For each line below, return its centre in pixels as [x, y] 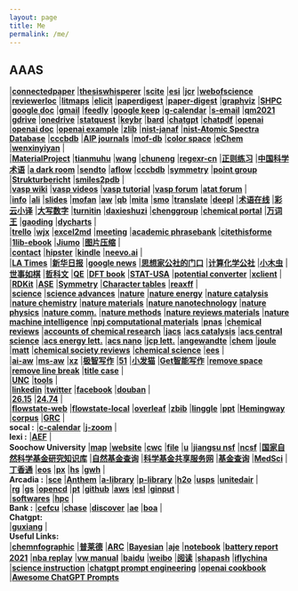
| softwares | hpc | [42, 499]
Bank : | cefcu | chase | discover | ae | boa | [86, 508]
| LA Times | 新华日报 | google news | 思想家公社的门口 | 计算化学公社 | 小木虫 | [149, 263]
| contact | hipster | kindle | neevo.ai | [76, 252]
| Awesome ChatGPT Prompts [64, 578]
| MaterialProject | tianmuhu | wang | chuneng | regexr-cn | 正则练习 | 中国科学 [149, 159]
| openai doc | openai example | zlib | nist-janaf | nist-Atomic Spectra [134, 129]
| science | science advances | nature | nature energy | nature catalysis [139, 293]
